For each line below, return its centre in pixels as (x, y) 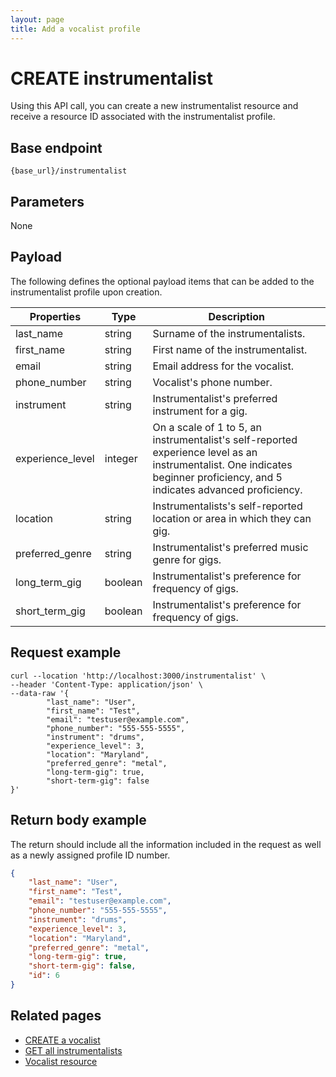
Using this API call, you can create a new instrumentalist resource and (154, 106)
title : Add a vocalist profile (75, 29)
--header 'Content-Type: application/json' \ (106, 684)
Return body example (78, 820)
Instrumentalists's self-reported (227, 506)
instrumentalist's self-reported (225, 439)
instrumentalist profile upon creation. (86, 292)
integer (121, 458)
